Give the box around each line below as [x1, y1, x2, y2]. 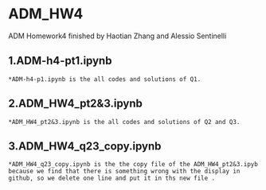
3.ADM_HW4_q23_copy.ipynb [8, 139, 162, 153]
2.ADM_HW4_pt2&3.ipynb [8, 97, 143, 111]
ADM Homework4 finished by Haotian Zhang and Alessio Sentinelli [8, 31, 227, 41]
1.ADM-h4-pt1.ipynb [8, 54, 112, 68]
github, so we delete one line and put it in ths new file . [8, 174, 216, 183]
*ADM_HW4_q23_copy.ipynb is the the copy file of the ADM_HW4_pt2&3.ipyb [8, 161, 259, 169]
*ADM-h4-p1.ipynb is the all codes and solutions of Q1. [8, 75, 201, 83]
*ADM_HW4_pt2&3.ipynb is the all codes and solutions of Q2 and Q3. [8, 118, 241, 126]
